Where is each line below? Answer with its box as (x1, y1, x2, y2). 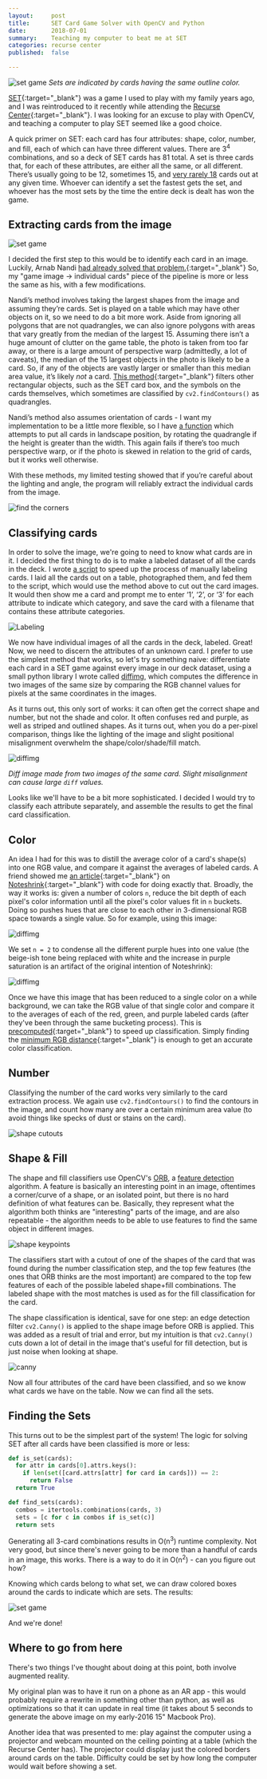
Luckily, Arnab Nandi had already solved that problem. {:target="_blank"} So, (8, 263, 259, 272)
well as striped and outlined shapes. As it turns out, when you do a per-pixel (8, 721, 258, 731)
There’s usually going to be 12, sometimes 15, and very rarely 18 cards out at (8, 169, 259, 179)
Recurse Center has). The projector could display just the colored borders (8, 1744, 251, 1753)
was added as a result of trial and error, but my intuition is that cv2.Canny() (8, 1329, 253, 1339)
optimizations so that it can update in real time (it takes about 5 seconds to (8, 1703, 253, 1713)
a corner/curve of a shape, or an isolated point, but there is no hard (8, 1190, 229, 1199)
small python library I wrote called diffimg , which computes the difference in (8, 672, 258, 681)
